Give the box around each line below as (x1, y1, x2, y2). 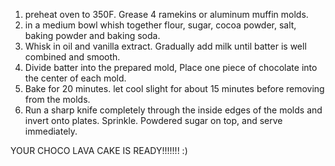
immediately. (24, 125, 78, 137)
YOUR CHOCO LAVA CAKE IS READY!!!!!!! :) (10, 145, 188, 156)
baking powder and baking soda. (24, 30, 161, 41)
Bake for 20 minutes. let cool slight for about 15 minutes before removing (24, 83, 325, 94)
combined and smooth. (24, 51, 121, 63)
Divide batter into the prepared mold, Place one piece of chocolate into (24, 62, 318, 73)
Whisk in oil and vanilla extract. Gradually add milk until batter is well (24, 40, 307, 52)
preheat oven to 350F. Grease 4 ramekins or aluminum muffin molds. (24, 9, 309, 20)
